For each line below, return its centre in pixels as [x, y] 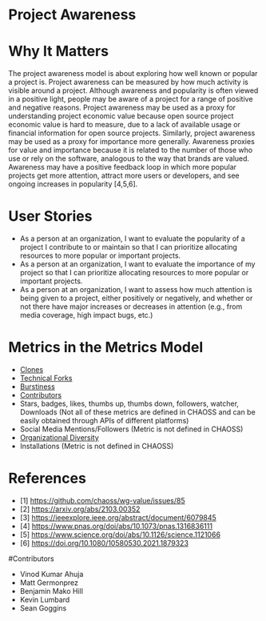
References [47, 479]
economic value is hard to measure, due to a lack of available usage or [125, 125]
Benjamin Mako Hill [52, 591]
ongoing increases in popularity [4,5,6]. [73, 184]
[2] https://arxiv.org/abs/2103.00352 [80, 509]
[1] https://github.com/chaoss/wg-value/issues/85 [102, 500]
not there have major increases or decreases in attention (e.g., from [131, 306]
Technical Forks [46, 378]
